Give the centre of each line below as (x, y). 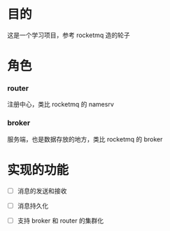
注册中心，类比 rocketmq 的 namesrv (61, 104)
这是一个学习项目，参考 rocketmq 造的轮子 (69, 35)
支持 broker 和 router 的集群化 (60, 220)
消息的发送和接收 (42, 190)
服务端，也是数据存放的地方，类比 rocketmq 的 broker (85, 139)
